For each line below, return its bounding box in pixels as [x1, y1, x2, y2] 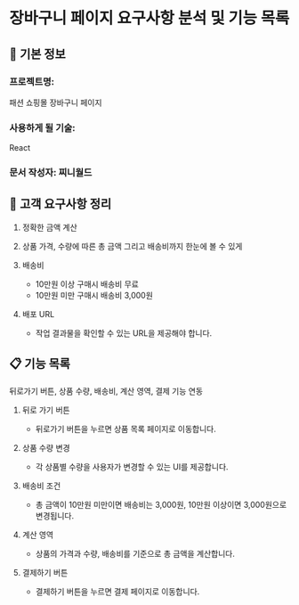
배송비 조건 [21, 480, 61, 491]
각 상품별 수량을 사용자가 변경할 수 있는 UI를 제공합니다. [35, 461, 229, 472]
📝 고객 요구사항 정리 [9, 197, 112, 212]
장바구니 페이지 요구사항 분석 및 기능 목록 [9, 8, 290, 29]
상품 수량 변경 [21, 442, 70, 453]
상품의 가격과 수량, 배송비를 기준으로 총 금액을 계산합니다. [35, 548, 236, 559]
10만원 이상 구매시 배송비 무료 [35, 278, 140, 290]
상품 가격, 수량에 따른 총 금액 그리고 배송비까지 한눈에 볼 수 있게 [21, 241, 243, 251]
